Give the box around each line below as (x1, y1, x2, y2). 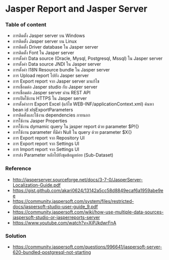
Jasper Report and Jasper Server (5, 3, 148, 15)
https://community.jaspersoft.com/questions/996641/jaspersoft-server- (12, 244, 162, 250)
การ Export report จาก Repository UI (12, 135, 85, 141)
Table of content (5, 21, 47, 28)
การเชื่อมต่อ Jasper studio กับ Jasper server (12, 84, 98, 90)
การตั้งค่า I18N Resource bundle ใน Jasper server (12, 67, 110, 73)
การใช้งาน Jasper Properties (12, 118, 67, 124)
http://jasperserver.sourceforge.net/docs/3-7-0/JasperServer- (12, 176, 143, 182)
